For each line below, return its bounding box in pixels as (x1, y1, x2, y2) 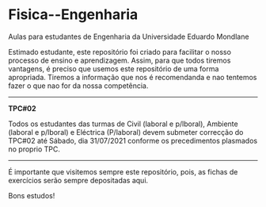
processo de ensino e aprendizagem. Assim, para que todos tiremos (8, 56, 231, 65)
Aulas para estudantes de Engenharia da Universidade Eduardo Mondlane (8, 32, 249, 41)
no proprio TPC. (8, 144, 61, 154)
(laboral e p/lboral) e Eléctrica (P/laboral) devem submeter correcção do (8, 127, 244, 136)
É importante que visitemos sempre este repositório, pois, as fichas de (8, 167, 238, 176)
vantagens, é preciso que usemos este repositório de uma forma (8, 63, 219, 73)
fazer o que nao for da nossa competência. (8, 81, 149, 90)
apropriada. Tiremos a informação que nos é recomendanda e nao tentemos (8, 72, 257, 82)
